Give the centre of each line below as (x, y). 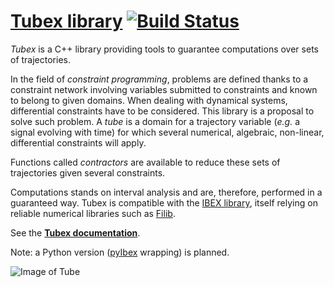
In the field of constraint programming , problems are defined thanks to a (159, 79)
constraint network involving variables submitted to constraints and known (164, 89)
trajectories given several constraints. (88, 172)
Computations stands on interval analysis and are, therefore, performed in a (166, 192)
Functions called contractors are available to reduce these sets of (145, 162)
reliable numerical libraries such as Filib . (93, 213)
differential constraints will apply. (78, 142)
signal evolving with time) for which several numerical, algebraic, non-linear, (167, 132)
